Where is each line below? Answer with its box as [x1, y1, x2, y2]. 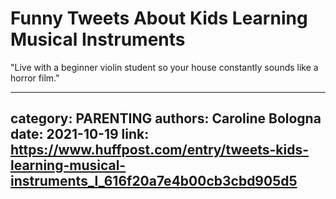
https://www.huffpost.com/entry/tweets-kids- [10, 142, 309, 159]
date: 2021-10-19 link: [10, 126, 150, 143]
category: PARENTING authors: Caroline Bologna [10, 110, 322, 127]
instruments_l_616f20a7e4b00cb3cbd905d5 [10, 173, 298, 190]
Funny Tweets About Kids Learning [10, 7, 308, 30]
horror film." [10, 72, 60, 84]
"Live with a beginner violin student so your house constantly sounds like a [10, 61, 319, 73]
